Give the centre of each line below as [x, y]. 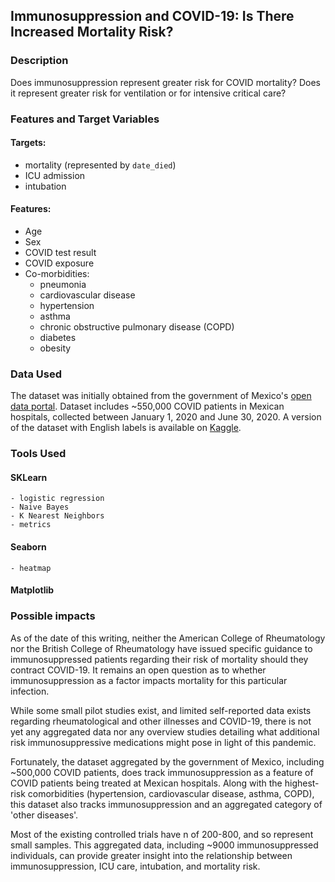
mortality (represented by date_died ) [100, 165]
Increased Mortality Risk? [92, 32]
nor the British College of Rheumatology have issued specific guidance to [161, 648]
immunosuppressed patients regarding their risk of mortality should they [159, 659]
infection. [30, 691]
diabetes [58, 338]
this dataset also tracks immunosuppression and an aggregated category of [166, 804]
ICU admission [55, 175]
